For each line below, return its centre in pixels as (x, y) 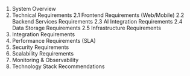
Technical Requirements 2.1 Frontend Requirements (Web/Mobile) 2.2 (98, 15)
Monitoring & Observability (45, 60)
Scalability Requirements (43, 53)
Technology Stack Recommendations (58, 66)
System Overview (34, 9)
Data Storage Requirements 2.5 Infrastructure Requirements (87, 28)
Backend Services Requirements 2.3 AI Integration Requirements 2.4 (97, 21)
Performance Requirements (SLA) (54, 41)
